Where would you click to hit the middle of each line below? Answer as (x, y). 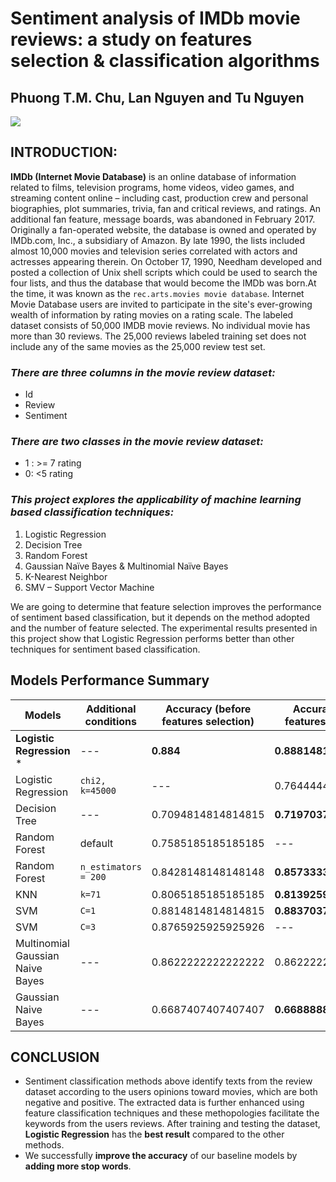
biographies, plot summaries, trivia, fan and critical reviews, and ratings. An (166, 208)
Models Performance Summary (110, 680)
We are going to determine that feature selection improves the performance (166, 606)
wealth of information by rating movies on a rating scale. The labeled (152, 314)
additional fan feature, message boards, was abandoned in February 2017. (163, 219)
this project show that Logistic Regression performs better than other (152, 638)
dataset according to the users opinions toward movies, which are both (171, 1092)
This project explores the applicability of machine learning (156, 500)
